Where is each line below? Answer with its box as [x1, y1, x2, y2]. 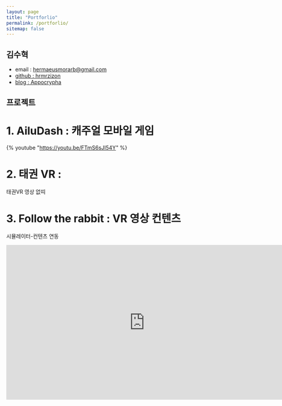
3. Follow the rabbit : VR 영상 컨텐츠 [6, 211, 181, 225]
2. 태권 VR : [6, 167, 62, 181]
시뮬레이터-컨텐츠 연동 [6, 233, 59, 240]
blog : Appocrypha [14, 79, 61, 86]
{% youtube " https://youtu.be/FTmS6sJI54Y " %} [6, 144, 128, 151]
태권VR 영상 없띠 [6, 188, 46, 196]
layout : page [6, 8, 39, 15]
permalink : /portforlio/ [6, 20, 69, 26]
